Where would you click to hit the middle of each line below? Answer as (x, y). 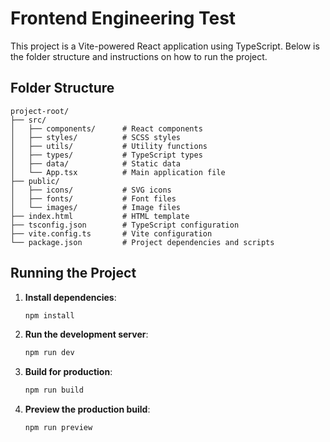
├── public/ (35, 181)
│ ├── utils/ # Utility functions (109, 146)
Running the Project (73, 273)
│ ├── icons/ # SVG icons (91, 190)
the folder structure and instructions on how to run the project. (139, 56)
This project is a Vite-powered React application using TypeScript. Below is (165, 46)
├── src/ (28, 120)
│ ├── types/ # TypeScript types (106, 155)
